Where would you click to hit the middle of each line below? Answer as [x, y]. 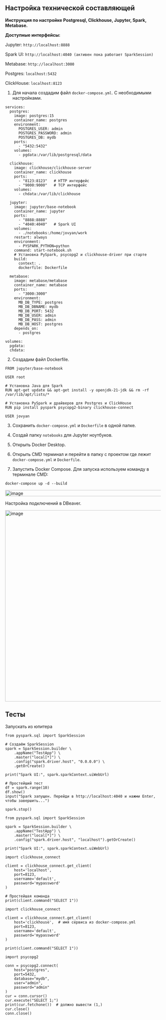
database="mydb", [32, 979]
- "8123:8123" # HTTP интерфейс [54, 181]
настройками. [27, 98]
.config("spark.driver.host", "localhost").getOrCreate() [75, 840]
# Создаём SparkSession [30, 744]
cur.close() [17, 1009]
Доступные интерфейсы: [33, 35]
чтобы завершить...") [27, 801]
